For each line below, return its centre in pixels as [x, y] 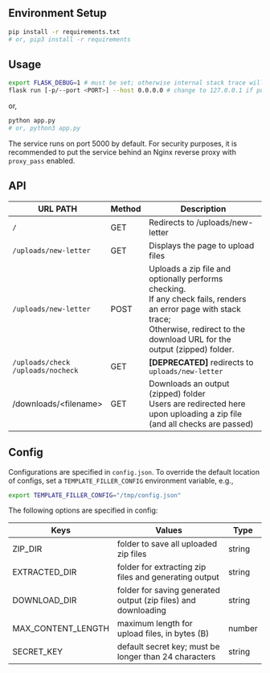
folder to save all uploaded [167, 544]
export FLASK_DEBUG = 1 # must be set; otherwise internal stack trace [127, 83]
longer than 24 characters [166, 657]
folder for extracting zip [162, 567]
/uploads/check [41, 362]
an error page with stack [194, 309]
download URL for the [190, 339]
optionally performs [186, 279]
